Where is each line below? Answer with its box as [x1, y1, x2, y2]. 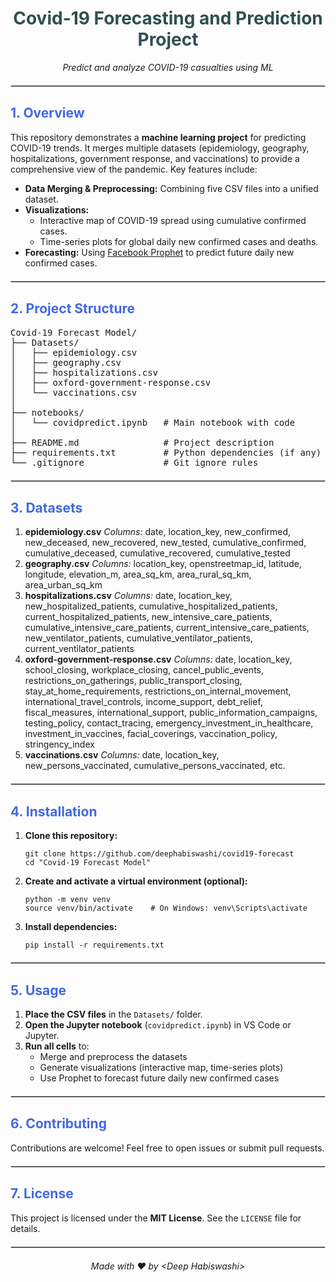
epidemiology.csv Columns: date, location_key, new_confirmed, [24, 526, 292, 538]
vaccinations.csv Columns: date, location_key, [24, 749, 220, 761]
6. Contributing [10, 1115, 107, 1132]
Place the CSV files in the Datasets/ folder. [24, 1008, 203, 1020]
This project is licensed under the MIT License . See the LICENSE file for [10, 1212, 302, 1224]
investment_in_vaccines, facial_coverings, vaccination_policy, [24, 728, 278, 740]
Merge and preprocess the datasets [39, 1051, 188, 1062]
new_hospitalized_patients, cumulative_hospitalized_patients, [24, 600, 278, 612]
